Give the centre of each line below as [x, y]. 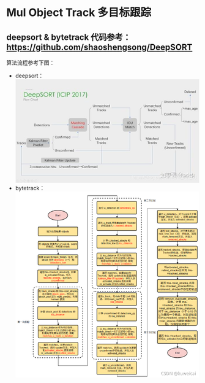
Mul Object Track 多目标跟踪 [79, 13]
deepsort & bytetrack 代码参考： [69, 37]
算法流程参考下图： [31, 63]
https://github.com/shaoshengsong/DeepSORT [99, 47]
